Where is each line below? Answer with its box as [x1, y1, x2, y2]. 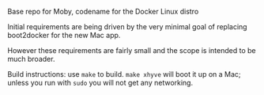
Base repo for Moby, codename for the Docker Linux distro [7, 7, 199, 16]
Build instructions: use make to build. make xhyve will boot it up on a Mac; [7, 70, 242, 78]
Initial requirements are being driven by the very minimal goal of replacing [7, 22, 247, 31]
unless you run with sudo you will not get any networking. [7, 78, 194, 87]
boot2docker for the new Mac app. [7, 31, 121, 40]
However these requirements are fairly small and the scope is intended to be [7, 46, 256, 55]
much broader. [7, 55, 55, 63]
